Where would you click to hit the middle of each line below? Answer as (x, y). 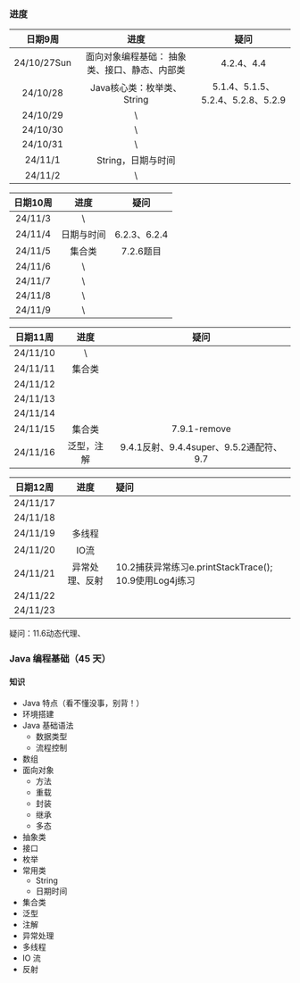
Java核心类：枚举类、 (136, 88)
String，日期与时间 (136, 161)
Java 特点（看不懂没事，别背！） (83, 704)
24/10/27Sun (42, 62)
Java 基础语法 (48, 726)
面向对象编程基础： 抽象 (136, 57)
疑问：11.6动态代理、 (47, 633)
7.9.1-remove (201, 429)
